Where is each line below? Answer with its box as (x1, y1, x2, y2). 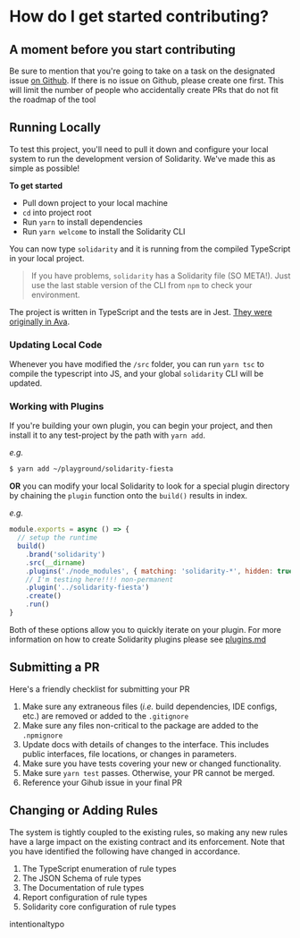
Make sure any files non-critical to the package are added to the (21, 720, 259, 730)
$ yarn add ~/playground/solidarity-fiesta (9, 465, 174, 473)
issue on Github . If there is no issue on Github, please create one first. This (9, 75, 284, 86)
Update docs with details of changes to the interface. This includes (21, 738, 270, 749)
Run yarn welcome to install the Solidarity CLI (21, 226, 186, 236)
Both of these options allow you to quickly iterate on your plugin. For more (9, 624, 282, 635)
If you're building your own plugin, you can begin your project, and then (9, 421, 273, 431)
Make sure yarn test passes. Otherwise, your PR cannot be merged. (21, 767, 275, 778)
